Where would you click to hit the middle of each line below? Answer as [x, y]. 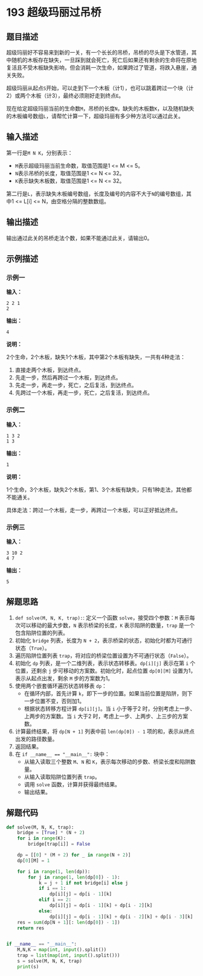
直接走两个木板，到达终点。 [50, 370]
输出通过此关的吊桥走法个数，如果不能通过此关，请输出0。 [79, 238]
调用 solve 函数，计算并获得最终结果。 [72, 784]
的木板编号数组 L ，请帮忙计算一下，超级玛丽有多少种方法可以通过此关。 [95, 116]
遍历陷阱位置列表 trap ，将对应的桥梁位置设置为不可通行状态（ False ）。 [103, 655]
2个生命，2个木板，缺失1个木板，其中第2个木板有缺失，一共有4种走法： [96, 357]
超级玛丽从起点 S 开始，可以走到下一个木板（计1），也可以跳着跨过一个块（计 [100, 88]
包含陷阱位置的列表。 [41, 633]
